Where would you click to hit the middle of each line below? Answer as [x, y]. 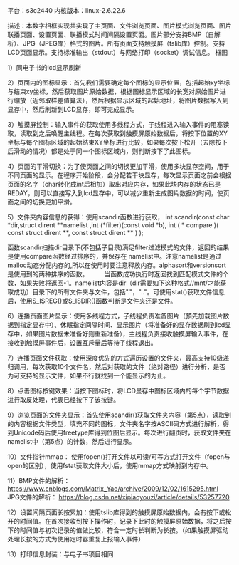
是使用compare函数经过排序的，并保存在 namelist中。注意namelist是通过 [115, 256]
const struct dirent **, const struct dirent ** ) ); [75, 233]
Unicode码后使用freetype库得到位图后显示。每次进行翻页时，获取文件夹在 [122, 432]
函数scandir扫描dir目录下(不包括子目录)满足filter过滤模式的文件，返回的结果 [118, 247]
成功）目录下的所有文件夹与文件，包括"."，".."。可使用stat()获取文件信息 [119, 292]
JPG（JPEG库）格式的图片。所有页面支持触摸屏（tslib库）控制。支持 [124, 43]
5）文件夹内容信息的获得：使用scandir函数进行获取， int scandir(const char [118, 217]
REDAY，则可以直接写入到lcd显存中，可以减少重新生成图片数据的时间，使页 [118, 193]
